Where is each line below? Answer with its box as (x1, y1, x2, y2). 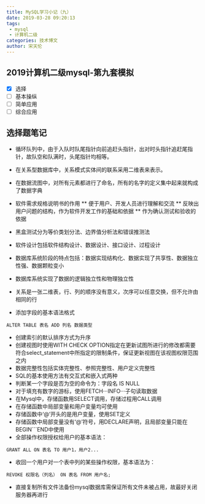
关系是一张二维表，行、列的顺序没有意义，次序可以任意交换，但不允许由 (15, 288, 198, 295)
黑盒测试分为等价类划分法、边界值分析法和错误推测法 (15, 228, 150, 235)
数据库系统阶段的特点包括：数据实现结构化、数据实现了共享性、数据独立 (15, 254, 198, 262)
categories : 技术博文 (6, 37, 58, 44)
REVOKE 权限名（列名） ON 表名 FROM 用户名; (6, 471, 111, 478)
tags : (6, 20, 20, 26)
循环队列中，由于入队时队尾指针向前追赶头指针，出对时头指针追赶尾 (15, 145, 188, 152)
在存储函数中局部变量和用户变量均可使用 (15, 403, 118, 410)
